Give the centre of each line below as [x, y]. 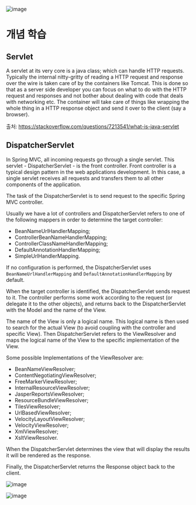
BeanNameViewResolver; [45, 369]
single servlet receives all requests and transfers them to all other [85, 178]
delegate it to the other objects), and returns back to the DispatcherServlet [96, 304]
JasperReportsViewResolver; [49, 394]
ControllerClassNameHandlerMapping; [61, 243]
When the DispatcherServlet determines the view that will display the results [98, 449]
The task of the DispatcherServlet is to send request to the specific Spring [96, 196]
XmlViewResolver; [36, 431]
